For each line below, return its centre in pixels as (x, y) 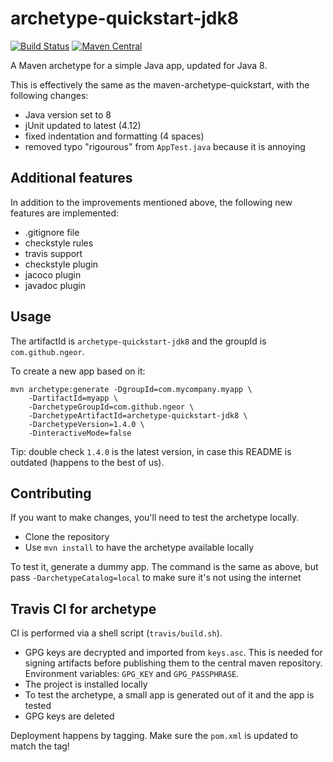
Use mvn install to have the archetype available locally (139, 548)
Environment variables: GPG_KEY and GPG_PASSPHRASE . (132, 674)
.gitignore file (52, 232)
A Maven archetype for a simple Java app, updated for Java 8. (139, 65)
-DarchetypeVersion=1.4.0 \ (86, 424)
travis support (53, 253)
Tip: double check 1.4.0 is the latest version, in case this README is (151, 451)
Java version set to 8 (68, 114)
